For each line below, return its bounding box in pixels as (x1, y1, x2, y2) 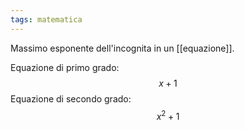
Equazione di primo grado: (10, 61, 120, 73)
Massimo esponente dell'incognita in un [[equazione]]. (10, 42, 235, 54)
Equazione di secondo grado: (10, 92, 132, 105)
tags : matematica (10, 14, 83, 25)
